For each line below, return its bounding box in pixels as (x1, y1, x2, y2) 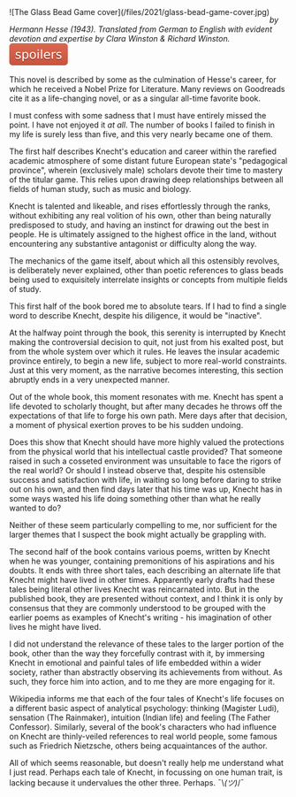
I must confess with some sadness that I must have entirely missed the (9, 111, 267, 120)
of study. (9, 284, 42, 294)
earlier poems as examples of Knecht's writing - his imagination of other (9, 612, 272, 623)
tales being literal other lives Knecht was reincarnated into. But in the (9, 584, 260, 594)
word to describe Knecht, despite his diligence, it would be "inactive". (9, 310, 262, 320)
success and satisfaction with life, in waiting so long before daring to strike (9, 475, 282, 485)
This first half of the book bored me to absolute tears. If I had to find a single (9, 301, 287, 311)
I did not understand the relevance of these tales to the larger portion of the (9, 639, 285, 649)
